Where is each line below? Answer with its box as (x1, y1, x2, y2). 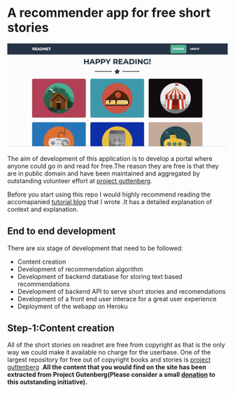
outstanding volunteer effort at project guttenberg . (7, 176, 152, 185)
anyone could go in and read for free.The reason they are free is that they (7, 162, 219, 170)
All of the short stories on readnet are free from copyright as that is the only (7, 341, 225, 349)
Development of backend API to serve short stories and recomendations (17, 287, 226, 295)
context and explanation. (7, 205, 79, 213)
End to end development (7, 225, 116, 237)
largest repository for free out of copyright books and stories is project (7, 355, 211, 364)
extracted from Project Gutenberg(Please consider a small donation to (7, 371, 215, 379)
